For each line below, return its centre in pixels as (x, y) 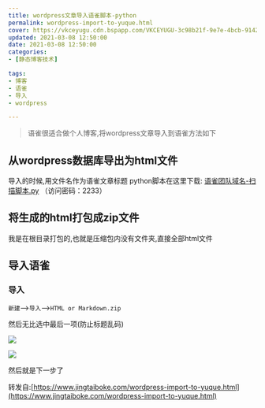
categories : (28, 52)
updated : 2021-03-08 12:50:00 (58, 37)
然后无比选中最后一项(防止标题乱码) (66, 324)
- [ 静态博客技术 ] (33, 60)
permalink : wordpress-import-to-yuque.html (81, 23)
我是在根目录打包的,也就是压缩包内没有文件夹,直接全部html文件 (110, 238)
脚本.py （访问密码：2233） (60, 191)
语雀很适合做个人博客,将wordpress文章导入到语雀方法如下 (122, 133)
